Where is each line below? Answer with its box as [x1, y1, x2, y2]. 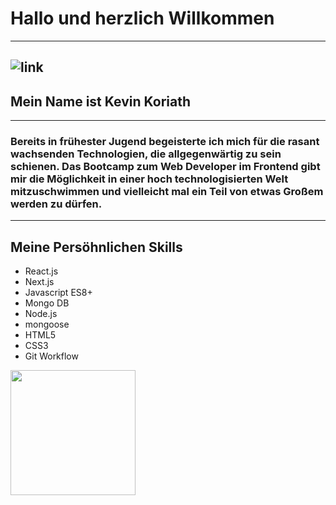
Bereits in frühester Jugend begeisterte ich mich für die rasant [10, 135, 320, 149]
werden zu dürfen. [10, 197, 103, 211]
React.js [24, 265, 59, 277]
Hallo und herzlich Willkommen [10, 7, 275, 30]
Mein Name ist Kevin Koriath [10, 93, 192, 110]
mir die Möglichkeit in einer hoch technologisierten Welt [10, 172, 289, 186]
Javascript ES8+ [24, 287, 93, 299]
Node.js [24, 308, 58, 320]
